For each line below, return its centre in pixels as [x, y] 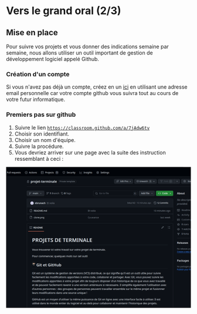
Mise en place [32, 33]
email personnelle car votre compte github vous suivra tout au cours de [92, 93]
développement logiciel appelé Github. [53, 59]
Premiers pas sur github [41, 114]
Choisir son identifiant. [42, 134]
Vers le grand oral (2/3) [64, 11]
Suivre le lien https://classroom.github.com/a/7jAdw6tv [82, 127]
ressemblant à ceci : [39, 158]
